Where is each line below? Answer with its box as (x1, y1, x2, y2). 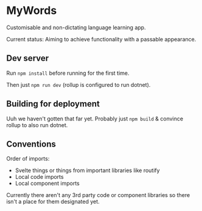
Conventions (6, 139, 57, 149)
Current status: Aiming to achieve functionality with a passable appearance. (6, 35, 197, 43)
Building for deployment (6, 99, 100, 109)
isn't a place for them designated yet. (6, 198, 100, 206)
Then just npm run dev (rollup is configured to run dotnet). (6, 81, 151, 88)
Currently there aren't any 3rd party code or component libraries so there (6, 192, 190, 199)
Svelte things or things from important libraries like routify (15, 167, 160, 174)
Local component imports (15, 180, 80, 187)
